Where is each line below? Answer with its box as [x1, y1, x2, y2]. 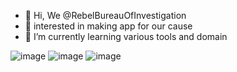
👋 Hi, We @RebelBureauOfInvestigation [24, 10, 187, 21]
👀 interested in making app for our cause [24, 20, 193, 32]
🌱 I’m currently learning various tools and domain [24, 31, 228, 42]
